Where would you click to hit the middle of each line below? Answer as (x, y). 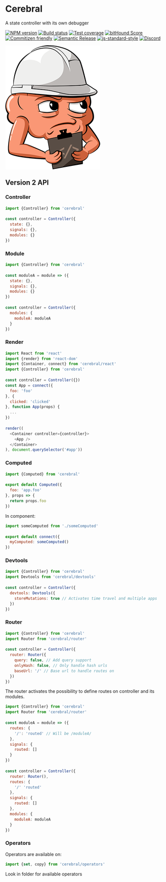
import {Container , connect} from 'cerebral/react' (61, 364)
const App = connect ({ (29, 385)
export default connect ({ (32, 537)
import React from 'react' (34, 353)
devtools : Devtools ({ (33, 593)
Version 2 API (27, 183)
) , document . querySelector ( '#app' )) (44, 450)
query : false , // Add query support (53, 660)
